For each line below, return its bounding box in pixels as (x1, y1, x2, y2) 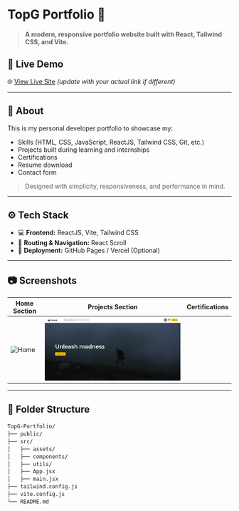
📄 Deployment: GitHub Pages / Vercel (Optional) (17, 246, 160, 255)
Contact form (17, 167, 57, 177)
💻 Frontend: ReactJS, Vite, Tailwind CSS (17, 228, 139, 237)
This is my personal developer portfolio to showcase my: (7, 124, 174, 133)
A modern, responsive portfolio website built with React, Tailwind (24, 30, 223, 38)
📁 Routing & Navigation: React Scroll (17, 239, 127, 247)
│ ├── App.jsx (7, 468, 55, 475)
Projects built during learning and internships (17, 145, 150, 154)
